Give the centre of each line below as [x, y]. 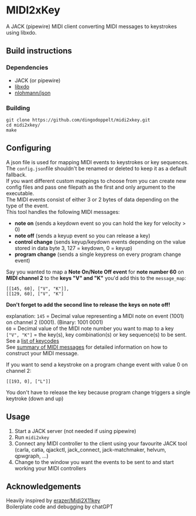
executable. [20, 193]
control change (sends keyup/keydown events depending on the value [100, 242]
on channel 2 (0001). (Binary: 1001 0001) [55, 322]
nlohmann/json [32, 93]
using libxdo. [21, 32]
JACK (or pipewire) [37, 80]
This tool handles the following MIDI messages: [63, 212]
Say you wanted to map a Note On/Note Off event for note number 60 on [95, 272]
